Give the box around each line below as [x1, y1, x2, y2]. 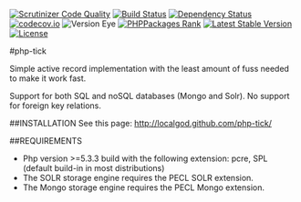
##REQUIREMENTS [9, 136, 83, 146]
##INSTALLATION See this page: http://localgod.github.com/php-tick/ [9, 118, 272, 128]
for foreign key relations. [9, 100, 102, 111]
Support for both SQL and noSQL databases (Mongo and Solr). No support [9, 91, 290, 101]
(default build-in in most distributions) [22, 163, 165, 173]
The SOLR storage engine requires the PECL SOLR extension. [22, 173, 254, 183]
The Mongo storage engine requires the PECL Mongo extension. [22, 182, 265, 193]
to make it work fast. [9, 73, 87, 84]
